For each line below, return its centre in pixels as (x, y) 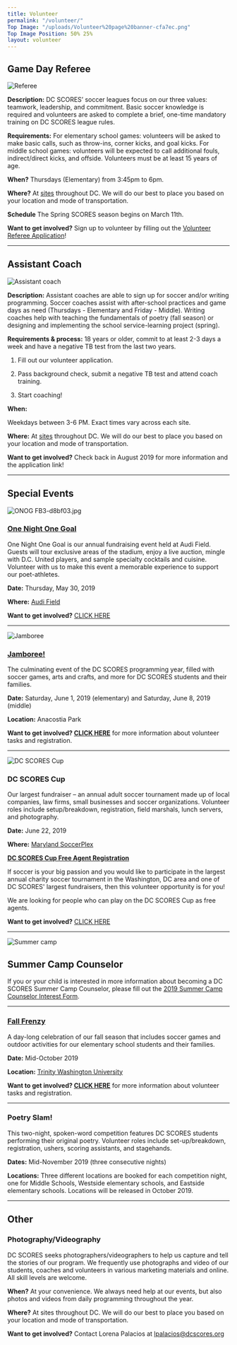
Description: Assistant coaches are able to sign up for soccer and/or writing (118, 295)
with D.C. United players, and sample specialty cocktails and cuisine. (107, 559)
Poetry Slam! (30, 1117)
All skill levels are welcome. (47, 1277)
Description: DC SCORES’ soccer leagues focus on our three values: (108, 99)
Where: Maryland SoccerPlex (50, 845)
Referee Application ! (37, 235)
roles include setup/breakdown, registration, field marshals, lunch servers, (115, 809)
